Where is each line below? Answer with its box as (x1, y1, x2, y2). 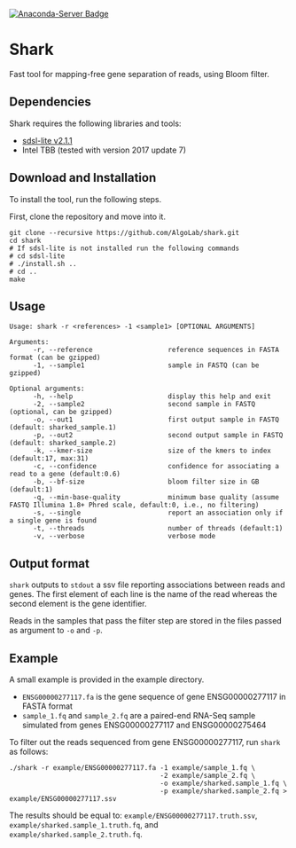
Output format (9, 555, 90, 571)
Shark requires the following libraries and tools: (9, 118, 182, 129)
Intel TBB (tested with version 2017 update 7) (21, 145, 187, 155)
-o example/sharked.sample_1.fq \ (160, 779, 288, 788)
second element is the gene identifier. (9, 599, 147, 609)
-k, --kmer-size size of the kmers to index (32, 446, 272, 456)
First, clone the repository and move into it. (9, 211, 167, 222)
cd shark (9, 236, 42, 245)
